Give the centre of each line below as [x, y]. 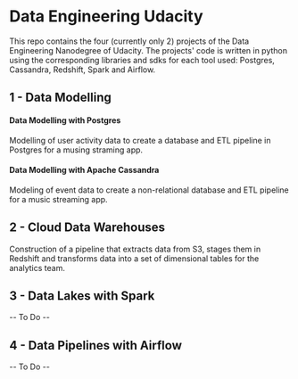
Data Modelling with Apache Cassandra [84, 170]
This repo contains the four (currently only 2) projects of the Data [129, 41]
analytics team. [37, 268]
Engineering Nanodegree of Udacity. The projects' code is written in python [149, 50]
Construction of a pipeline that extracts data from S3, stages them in [135, 249]
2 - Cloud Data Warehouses [87, 228]
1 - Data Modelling [60, 98]
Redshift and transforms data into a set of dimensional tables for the [134, 258]
